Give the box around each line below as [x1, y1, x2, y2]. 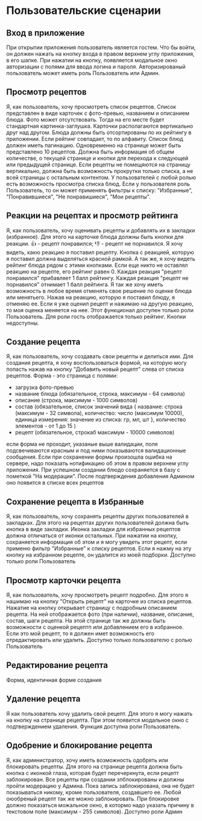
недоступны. [6, 319, 39, 327]
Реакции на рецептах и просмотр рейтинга [6, 211, 178, 221]
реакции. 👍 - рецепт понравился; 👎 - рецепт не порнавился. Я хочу [6, 240, 183, 247]
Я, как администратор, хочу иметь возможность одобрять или [6, 756, 168, 764]
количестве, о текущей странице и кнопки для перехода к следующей [6, 154, 189, 162]
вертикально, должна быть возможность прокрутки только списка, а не [6, 167, 194, 174]
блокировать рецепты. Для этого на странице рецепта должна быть [6, 763, 183, 770]
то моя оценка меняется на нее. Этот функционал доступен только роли [6, 306, 194, 313]
